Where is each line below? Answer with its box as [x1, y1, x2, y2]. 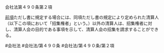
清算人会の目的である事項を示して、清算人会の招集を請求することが [13, 26, 150, 32]
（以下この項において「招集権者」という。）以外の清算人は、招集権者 [5, 21, 144, 26]
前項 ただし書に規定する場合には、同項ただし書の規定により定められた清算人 [5, 14, 159, 20]
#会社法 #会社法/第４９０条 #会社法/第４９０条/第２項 [5, 43, 115, 48]
